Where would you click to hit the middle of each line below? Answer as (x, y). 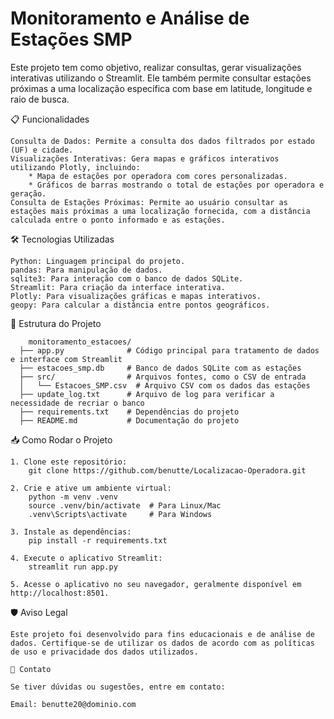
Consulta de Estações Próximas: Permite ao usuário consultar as (149, 202)
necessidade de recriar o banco (77, 403)
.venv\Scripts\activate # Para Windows (120, 514)
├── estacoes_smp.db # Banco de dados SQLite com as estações (160, 368)
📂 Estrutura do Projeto (56, 323)
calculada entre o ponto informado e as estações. (118, 220)
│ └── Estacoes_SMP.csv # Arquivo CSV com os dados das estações (165, 385)
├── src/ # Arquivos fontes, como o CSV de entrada (163, 377)
